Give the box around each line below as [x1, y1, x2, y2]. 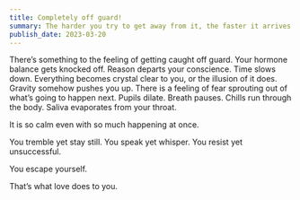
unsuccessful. [9, 146, 62, 157]
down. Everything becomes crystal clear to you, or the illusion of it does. [9, 74, 278, 84]
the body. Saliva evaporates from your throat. [9, 102, 177, 113]
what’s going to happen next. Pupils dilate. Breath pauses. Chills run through [9, 92, 292, 103]
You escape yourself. [9, 163, 88, 175]
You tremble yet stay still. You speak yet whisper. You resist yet [9, 136, 243, 148]
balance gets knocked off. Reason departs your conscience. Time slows [9, 64, 277, 74]
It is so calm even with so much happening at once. [9, 119, 199, 130]
